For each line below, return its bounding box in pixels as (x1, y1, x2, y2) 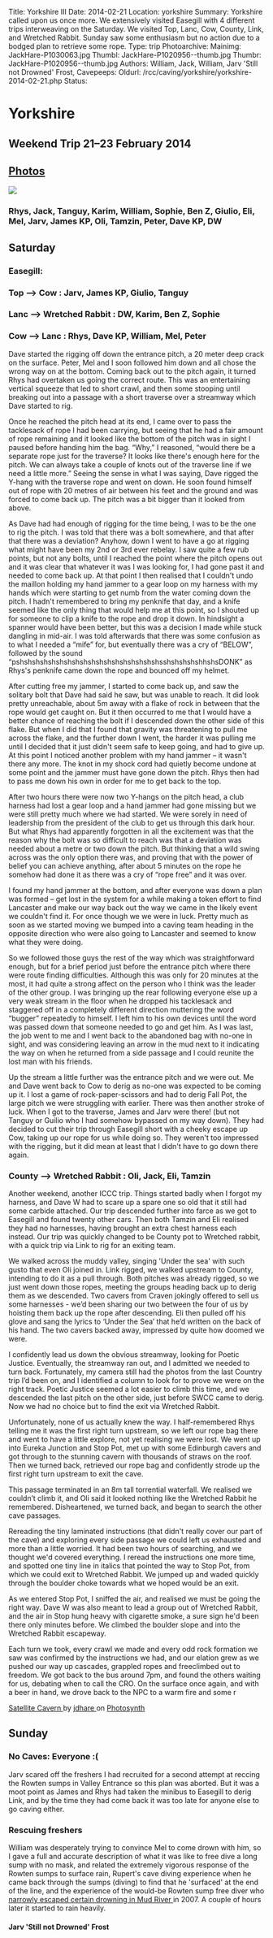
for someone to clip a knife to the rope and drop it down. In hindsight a (8, 613, 245, 623)
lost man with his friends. (8, 1056, 93, 1066)
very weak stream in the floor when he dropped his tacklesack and (8, 995, 232, 1006)
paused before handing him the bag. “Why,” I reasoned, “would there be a (8, 442, 256, 452)
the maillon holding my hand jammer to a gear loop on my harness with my (8, 579, 258, 588)
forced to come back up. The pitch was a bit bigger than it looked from (8, 494, 245, 504)
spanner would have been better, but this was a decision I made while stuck (8, 622, 262, 632)
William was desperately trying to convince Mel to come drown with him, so (8, 1843, 262, 1853)
